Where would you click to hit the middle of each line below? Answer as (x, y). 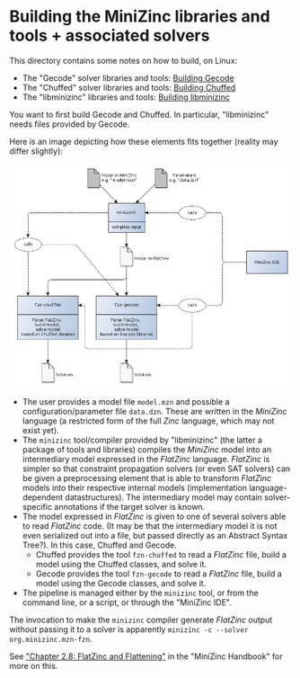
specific (37, 506)
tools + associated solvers (110, 36)
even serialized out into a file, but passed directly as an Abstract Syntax (155, 535)
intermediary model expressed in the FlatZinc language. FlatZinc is (146, 459)
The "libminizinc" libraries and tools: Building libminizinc (126, 97)
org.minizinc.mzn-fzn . (51, 638)
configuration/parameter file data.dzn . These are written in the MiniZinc (154, 411)
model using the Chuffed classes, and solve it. (121, 564)
